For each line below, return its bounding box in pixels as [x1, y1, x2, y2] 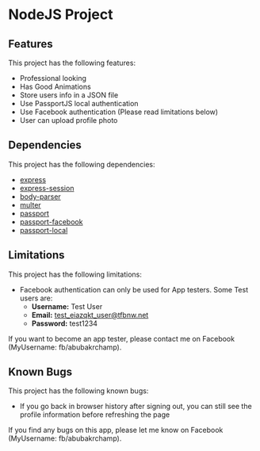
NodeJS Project [8, 6, 113, 24]
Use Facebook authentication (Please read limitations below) [19, 107, 219, 117]
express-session [19, 183, 75, 193]
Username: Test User [31, 301, 103, 311]
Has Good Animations [19, 82, 91, 91]
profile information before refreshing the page [19, 410, 170, 419]
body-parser [19, 192, 61, 201]
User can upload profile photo [19, 116, 118, 124]
